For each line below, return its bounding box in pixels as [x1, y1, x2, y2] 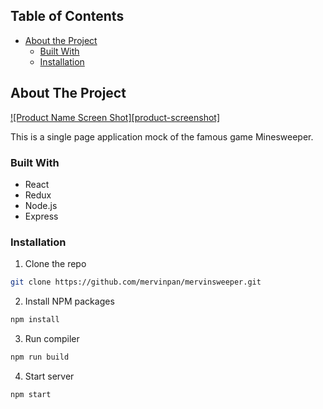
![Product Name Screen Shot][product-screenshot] [10, 111, 221, 123]
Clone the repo [24, 258, 87, 270]
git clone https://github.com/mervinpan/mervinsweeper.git [10, 277, 262, 288]
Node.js [24, 199, 58, 211]
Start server [24, 370, 75, 382]
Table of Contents [10, 8, 125, 25]
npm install [10, 315, 60, 325]
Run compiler [24, 332, 80, 344]
